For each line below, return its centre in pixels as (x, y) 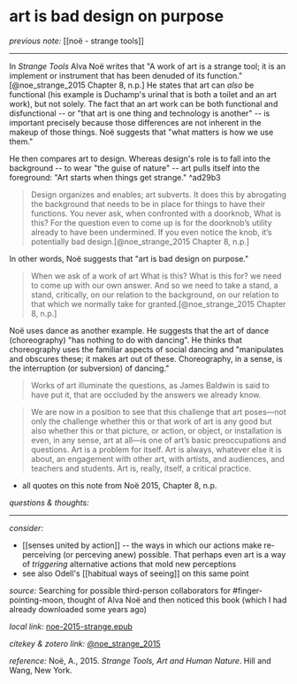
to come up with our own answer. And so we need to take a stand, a (154, 285)
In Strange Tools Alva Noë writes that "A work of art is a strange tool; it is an (147, 66)
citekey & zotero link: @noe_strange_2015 (85, 643)
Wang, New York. (41, 670)
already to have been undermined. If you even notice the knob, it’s (151, 232)
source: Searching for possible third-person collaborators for (120, 590)
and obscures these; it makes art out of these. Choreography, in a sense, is (146, 358)
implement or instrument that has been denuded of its (107, 75)
